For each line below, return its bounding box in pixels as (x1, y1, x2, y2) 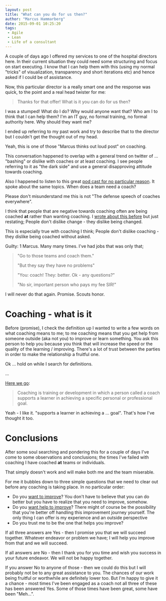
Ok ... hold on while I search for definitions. (5, 361, 93, 367)
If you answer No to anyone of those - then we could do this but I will (5, 564, 146, 570)
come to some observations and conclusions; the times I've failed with (5, 454, 149, 460)
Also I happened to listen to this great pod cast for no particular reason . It (5, 178, 155, 184)
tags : (5, 26, 16, 31)
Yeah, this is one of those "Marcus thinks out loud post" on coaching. (5, 143, 147, 149)
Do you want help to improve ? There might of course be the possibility (12, 504, 156, 510)
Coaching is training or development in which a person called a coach (17, 390, 160, 396)
